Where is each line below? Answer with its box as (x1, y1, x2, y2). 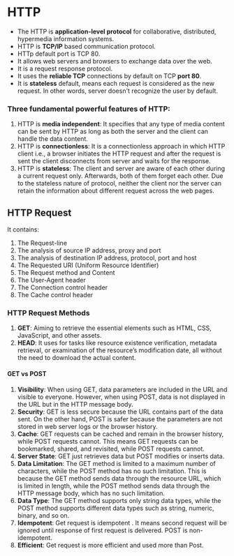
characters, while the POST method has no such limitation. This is (17, 467, 207, 475)
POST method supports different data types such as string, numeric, (17, 504, 214, 512)
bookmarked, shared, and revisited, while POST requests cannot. (17, 444, 205, 453)
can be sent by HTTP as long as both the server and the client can (17, 127, 208, 136)
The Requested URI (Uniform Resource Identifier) (17, 261, 159, 269)
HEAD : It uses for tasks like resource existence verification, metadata (17, 339, 217, 347)
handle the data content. (17, 135, 89, 143)
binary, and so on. (17, 511, 70, 520)
